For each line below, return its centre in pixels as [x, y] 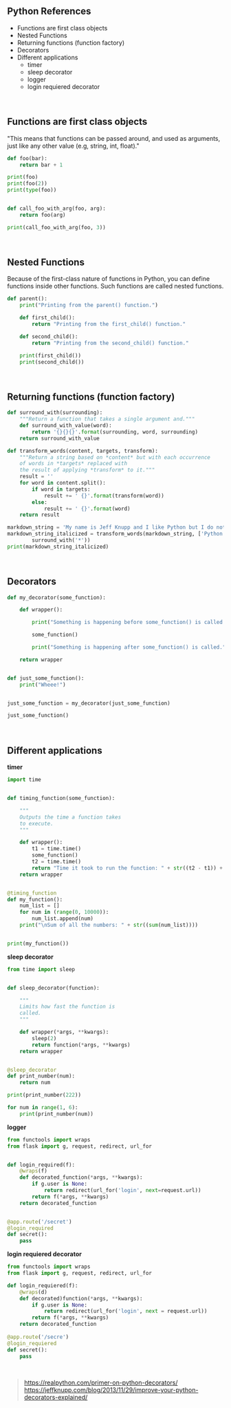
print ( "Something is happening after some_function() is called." [129, 647]
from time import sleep [41, 969]
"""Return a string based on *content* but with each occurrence [115, 457]
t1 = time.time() [56, 849]
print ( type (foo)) [32, 190]
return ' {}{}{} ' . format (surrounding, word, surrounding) [115, 432]
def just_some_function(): [46, 678]
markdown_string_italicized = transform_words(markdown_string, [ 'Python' [117, 534]
